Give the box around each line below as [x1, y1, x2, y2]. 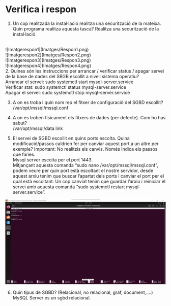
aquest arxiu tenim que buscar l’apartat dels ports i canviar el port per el [12, 173, 164, 179]
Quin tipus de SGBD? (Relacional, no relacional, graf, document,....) [12, 289, 153, 295]
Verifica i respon [5, 4, 77, 15]
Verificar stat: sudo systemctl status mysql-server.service [5, 84, 126, 90]
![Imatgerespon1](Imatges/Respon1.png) [5, 46, 89, 52]
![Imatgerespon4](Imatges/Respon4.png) [5, 62, 92, 69]
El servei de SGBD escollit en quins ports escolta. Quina [12, 135, 130, 141]
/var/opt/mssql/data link [12, 125, 63, 131]
